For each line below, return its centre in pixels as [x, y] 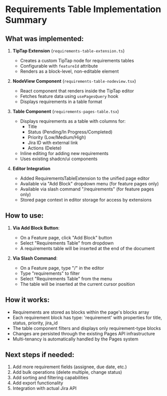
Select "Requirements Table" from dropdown [67, 243]
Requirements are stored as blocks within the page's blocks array [81, 312]
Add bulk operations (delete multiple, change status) [67, 372]
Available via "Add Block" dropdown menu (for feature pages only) [89, 184]
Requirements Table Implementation [83, 9]
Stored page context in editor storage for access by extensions [86, 200]
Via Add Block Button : [36, 228]
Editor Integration [31, 168]
